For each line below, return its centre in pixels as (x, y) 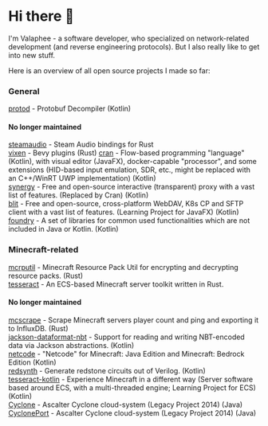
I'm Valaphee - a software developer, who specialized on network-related (129, 38)
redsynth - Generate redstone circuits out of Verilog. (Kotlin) (107, 370)
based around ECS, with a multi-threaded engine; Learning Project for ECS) (132, 387)
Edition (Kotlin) (33, 362)
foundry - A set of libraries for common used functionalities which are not (129, 221)
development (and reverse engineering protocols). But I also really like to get (134, 46)
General (24, 91)
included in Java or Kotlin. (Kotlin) (63, 229)
